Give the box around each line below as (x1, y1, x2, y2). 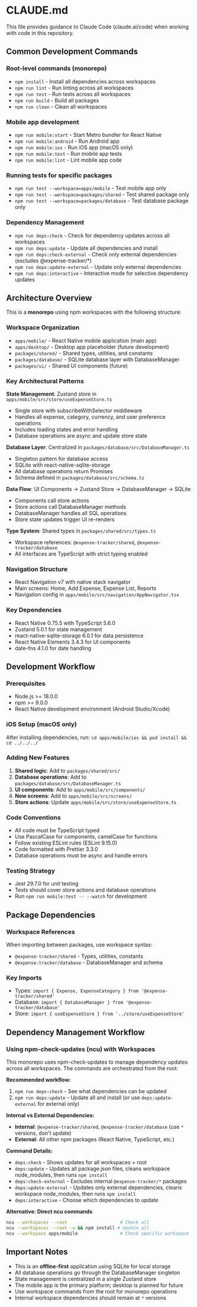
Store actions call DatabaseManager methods (14, 503, 127, 510)
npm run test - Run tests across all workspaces (14, 90, 131, 98)
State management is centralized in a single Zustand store (14, 1275, 157, 1282)
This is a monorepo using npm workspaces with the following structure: (6, 309, 182, 316)
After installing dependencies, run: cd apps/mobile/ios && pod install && (6, 734, 187, 741)
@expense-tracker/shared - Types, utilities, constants (14, 953, 144, 960)
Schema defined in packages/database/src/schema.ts (14, 474, 145, 481)
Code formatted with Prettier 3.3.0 (14, 846, 99, 853)
